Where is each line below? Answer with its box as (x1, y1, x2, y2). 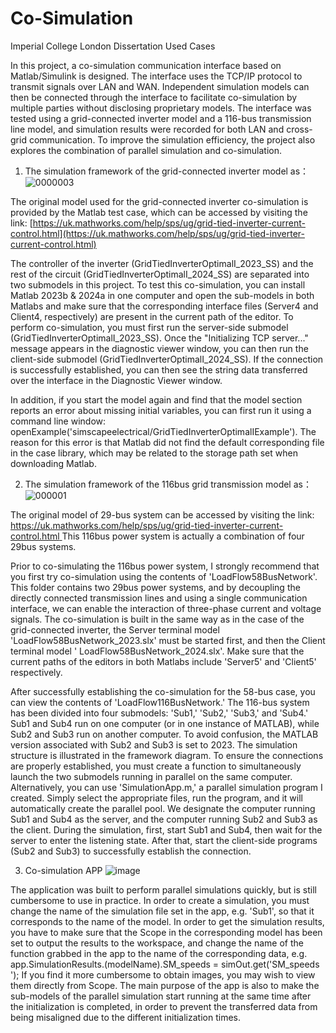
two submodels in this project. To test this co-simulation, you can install (10, 278, 306, 291)
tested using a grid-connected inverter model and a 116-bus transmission (10, 112, 312, 124)
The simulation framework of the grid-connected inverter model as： (24, 165, 310, 177)
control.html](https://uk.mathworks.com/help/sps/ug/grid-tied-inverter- (10, 227, 305, 239)
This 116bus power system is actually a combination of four (61, 530, 305, 542)
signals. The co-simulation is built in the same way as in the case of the (10, 613, 305, 625)
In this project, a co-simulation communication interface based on (10, 59, 282, 71)
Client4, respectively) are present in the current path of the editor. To (10, 310, 294, 322)
